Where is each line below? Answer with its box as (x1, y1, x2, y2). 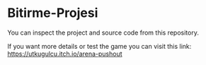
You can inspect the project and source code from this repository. (7, 28, 200, 37)
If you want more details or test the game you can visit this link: (7, 42, 192, 50)
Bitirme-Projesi (7, 5, 98, 21)
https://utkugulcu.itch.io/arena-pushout (7, 49, 122, 58)
